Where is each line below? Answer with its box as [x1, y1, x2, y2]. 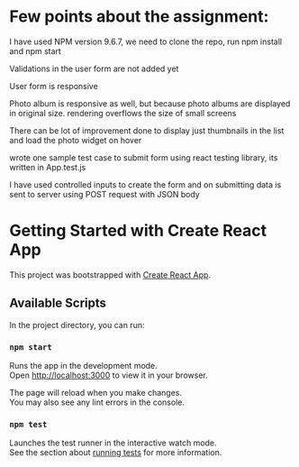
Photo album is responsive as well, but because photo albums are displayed [9, 97, 291, 109]
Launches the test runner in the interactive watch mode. [9, 437, 218, 448]
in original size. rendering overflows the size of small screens [9, 107, 237, 118]
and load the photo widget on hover [9, 134, 142, 145]
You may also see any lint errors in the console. [9, 397, 185, 407]
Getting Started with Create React [9, 221, 267, 241]
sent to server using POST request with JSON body [9, 188, 200, 199]
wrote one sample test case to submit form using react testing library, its [9, 151, 278, 163]
